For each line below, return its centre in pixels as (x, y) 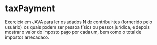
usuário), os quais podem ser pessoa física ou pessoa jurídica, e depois (78, 27)
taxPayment (30, 8)
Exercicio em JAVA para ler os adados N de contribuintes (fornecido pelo (79, 22)
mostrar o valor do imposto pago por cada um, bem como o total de (73, 32)
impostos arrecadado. (27, 37)
